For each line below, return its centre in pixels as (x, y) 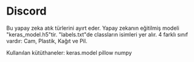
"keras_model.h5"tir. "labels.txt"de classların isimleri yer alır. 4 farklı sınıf (97, 34)
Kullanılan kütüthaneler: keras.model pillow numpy (69, 52)
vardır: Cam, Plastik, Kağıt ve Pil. (47, 41)
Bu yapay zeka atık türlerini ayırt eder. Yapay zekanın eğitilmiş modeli (93, 28)
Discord (26, 11)
